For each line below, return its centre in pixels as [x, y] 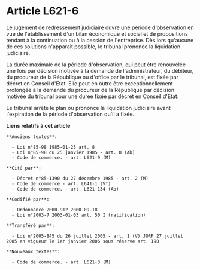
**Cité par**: [24, 168]
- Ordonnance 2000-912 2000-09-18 [54, 210]
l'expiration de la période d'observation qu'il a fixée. [70, 114]
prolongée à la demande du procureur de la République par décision [90, 90]
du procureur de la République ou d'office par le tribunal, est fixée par [92, 77]
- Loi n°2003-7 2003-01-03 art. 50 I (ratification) [79, 215]
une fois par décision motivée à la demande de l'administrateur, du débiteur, [100, 70]
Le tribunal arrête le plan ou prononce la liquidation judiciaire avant [88, 108]
